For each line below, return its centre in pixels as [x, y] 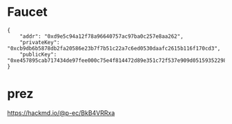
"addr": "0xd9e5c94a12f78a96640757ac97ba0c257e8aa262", [102, 36]
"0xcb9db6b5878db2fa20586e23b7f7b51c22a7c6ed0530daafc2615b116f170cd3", [114, 48]
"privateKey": [40, 42]
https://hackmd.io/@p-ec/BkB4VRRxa [61, 113]
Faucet [28, 12]
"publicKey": [38, 54]
